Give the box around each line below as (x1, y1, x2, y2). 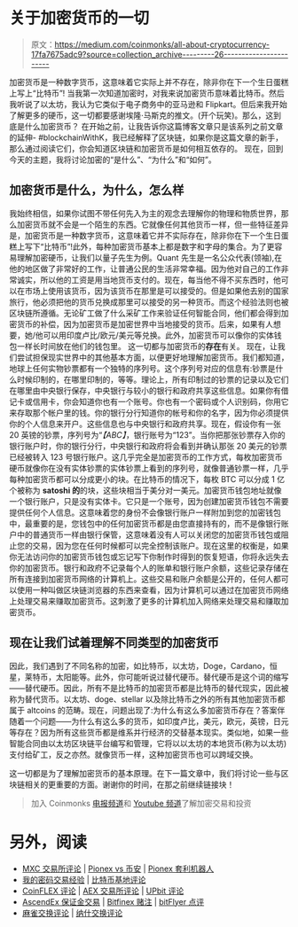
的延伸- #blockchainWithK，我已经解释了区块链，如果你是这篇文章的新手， (9, 132, 284, 143)
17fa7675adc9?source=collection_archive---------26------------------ (30, 49, 288, 59)
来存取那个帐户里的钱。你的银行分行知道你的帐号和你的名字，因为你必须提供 (9, 407, 289, 417)
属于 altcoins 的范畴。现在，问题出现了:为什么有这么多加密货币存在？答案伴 (9, 705, 286, 715)
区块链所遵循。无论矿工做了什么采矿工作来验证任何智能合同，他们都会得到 (9, 308, 281, 318)
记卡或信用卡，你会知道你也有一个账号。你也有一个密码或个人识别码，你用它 (9, 396, 289, 407)
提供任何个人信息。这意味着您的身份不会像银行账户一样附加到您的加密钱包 (9, 507, 281, 518)
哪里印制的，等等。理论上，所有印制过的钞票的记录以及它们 (70, 374, 289, 385)
